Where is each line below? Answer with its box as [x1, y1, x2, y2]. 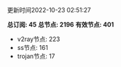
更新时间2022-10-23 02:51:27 [7, 6, 91, 14]
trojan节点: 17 [16, 52, 55, 60]
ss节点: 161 [16, 44, 48, 51]
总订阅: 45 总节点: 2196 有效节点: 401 [7, 21, 115, 29]
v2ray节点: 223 [16, 35, 60, 43]
